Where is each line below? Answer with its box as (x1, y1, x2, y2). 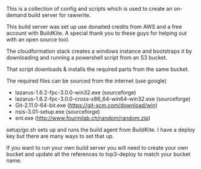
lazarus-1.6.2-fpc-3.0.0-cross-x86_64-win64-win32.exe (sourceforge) (14, 96, 191, 102)
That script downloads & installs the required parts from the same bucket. (6, 66, 190, 73)
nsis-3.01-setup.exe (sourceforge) (14, 108, 101, 115)
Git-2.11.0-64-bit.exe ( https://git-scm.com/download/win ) (14, 102, 158, 109)
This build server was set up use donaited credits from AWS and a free (6, 23, 182, 30)
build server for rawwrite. (28, 11, 91, 19)
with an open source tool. (6, 36, 69, 43)
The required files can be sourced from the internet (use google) (6, 78, 167, 84)
